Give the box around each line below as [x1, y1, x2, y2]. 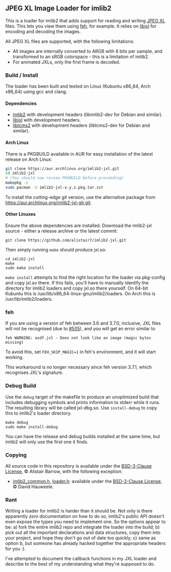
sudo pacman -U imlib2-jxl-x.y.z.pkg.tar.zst [5, 185, 103, 190]
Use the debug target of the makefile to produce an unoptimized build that [5, 394, 159, 400]
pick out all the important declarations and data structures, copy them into [5, 529, 161, 536]
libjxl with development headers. [12, 117, 81, 123]
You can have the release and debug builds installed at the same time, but [5, 433, 160, 439]
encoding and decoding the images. [5, 28, 81, 35]
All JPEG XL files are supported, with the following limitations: [5, 38, 135, 44]
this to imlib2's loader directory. [5, 410, 72, 416]
